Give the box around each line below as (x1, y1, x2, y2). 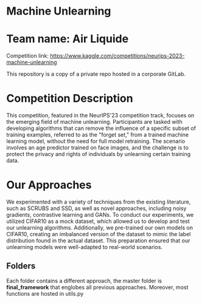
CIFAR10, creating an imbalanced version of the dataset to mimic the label (6, 231, 191, 237)
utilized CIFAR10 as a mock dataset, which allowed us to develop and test (6, 217, 190, 225)
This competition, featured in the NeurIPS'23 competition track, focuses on (6, 112, 195, 119)
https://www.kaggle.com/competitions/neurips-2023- (49, 52, 185, 60)
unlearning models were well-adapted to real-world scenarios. (6, 243, 163, 250)
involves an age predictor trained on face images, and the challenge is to (6, 144, 189, 151)
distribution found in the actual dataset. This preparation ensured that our (6, 237, 190, 244)
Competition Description (6, 92, 133, 106)
